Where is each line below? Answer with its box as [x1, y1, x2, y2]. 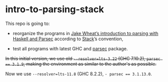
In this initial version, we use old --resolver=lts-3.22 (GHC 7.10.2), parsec [5, 55, 161, 62]
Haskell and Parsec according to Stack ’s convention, [12, 36, 124, 42]
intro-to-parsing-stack [5, 4, 104, 15]
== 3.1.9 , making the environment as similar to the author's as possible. [5, 61, 157, 67]
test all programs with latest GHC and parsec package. [12, 45, 128, 51]
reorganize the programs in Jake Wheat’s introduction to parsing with [12, 30, 159, 36]
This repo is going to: [5, 20, 50, 26]
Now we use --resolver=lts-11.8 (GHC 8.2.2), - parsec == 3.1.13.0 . [5, 70, 152, 77]
